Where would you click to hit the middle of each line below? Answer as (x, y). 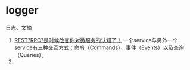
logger (22, 10)
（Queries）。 (30, 55)
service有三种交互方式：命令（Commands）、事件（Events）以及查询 (99, 47)
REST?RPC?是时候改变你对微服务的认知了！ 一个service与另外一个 (96, 40)
